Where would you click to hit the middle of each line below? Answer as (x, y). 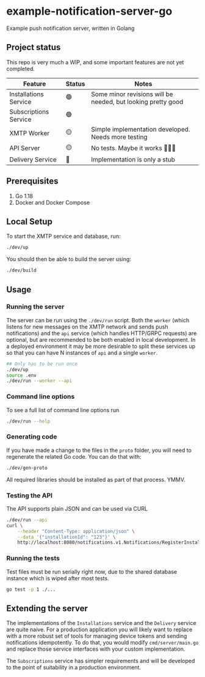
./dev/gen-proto (27, 468)
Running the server (35, 307)
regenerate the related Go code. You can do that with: (74, 456)
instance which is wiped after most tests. (58, 578)
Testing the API (30, 495)
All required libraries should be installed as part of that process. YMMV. (96, 479)
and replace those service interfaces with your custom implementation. (96, 649)
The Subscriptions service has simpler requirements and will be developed (101, 661)
